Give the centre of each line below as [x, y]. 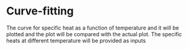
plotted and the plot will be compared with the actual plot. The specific [94, 34]
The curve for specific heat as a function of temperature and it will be [93, 28]
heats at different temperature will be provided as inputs [76, 40]
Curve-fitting [40, 11]
